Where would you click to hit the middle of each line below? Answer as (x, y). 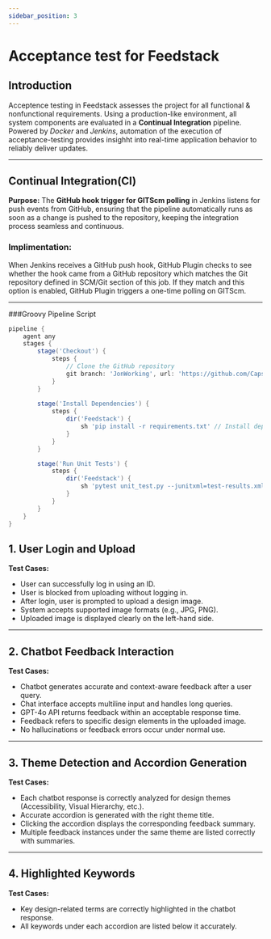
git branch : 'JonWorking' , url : (120, 374)
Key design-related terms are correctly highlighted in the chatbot (128, 909)
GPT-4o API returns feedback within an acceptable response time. (130, 713)
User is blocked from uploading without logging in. (104, 593)
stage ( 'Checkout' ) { (72, 351)
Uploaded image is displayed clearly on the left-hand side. (117, 619)
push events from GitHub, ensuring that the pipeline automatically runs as (131, 209)
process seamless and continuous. (66, 226)
